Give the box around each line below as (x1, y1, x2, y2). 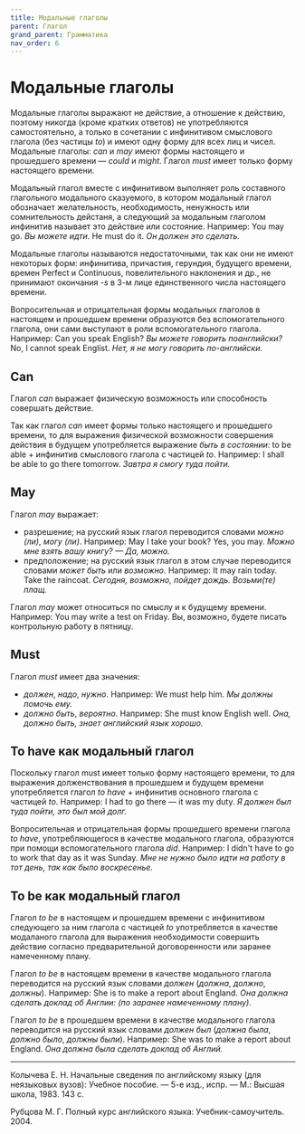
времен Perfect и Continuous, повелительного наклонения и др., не (10, 268, 272, 279)
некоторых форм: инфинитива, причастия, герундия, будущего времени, (10, 258, 292, 269)
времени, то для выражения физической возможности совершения (10, 430, 274, 440)
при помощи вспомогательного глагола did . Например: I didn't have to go (10, 843, 295, 853)
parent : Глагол (10, 22, 68, 31)
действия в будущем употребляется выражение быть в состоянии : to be (10, 440, 292, 450)
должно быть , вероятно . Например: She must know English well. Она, (23, 708, 291, 719)
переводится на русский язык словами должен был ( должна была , (10, 1024, 272, 1035)
